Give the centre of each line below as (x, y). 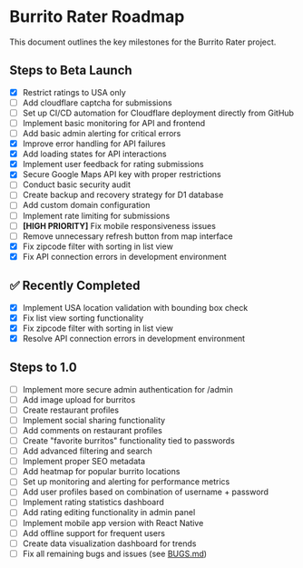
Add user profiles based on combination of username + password (146, 492)
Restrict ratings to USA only (74, 92)
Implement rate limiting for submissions (96, 215)
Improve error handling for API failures (94, 144)
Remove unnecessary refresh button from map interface (127, 236)
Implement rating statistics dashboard (93, 503)
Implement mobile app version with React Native (113, 523)
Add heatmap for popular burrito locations (101, 472)
